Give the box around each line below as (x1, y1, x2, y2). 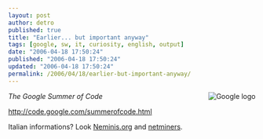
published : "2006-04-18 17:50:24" (8, 56, 122, 64)
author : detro (8, 19, 55, 27)
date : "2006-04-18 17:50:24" (8, 48, 104, 56)
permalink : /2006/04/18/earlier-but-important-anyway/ (8, 70, 192, 78)
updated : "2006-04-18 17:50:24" (8, 63, 114, 71)
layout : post (8, 11, 51, 20)
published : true (8, 26, 61, 34)
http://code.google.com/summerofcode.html (8, 107, 152, 116)
